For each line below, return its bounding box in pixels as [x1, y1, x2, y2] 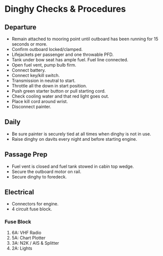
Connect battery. [11, 67, 46, 73]
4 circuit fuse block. [11, 206, 52, 212]
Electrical [4, 188, 34, 197]
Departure [4, 23, 37, 31]
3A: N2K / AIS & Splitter [11, 240, 59, 246]
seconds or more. [11, 41, 47, 47]
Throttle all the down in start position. [11, 83, 88, 89]
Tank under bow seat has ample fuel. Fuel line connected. [11, 57, 128, 62]
